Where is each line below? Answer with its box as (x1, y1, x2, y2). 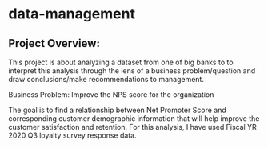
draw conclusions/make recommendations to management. (8, 75, 204, 84)
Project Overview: (8, 37, 100, 50)
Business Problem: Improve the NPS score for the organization (8, 90, 214, 99)
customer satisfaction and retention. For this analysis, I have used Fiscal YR (8, 123, 258, 131)
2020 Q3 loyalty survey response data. (8, 130, 138, 140)
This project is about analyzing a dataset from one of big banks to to (8, 57, 234, 67)
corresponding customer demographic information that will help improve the (8, 114, 260, 123)
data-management (8, 5, 136, 23)
